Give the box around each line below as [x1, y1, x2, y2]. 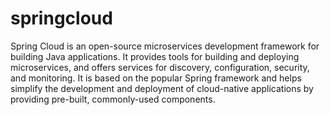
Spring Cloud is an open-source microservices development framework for [10, 40, 320, 52]
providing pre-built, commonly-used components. [10, 93, 216, 105]
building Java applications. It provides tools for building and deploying [10, 50, 300, 62]
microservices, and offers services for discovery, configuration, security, [10, 61, 310, 73]
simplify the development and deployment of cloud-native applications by [10, 82, 314, 94]
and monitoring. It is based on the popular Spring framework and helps [10, 72, 302, 84]
